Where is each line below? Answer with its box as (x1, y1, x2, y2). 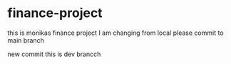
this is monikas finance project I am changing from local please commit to (7, 28, 224, 37)
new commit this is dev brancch (7, 50, 101, 58)
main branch (7, 36, 44, 44)
